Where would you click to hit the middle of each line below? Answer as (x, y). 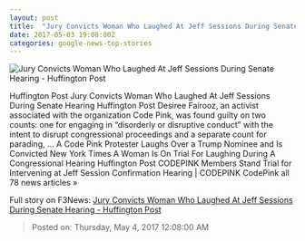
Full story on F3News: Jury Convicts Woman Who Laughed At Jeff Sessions (151, 200)
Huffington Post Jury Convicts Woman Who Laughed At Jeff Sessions (140, 96)
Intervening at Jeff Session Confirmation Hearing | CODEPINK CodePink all (150, 173)
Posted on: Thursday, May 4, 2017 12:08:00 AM (120, 227)
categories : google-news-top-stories (81, 43)
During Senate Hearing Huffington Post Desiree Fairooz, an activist (134, 106)
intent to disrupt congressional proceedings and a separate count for (138, 135)
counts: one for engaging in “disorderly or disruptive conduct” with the (142, 125)
